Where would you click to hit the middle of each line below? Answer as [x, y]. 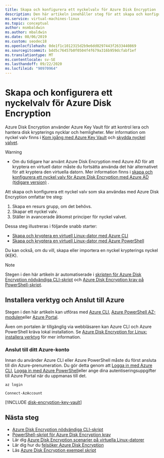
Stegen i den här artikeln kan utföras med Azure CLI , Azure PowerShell [76, 312]
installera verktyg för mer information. [43, 337]
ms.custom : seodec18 [26, 42]
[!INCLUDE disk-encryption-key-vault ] [43, 402]
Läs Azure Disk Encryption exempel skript [54, 450]
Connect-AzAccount [24, 394]
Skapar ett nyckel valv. [35, 211]
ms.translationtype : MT [29, 55]
